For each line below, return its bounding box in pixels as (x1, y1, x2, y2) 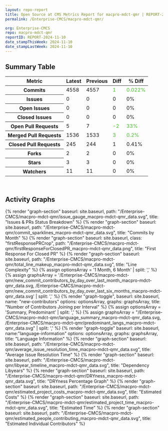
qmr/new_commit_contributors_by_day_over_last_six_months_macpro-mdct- (5, 288, 162, 294)
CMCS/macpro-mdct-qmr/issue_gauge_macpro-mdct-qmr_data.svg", (5, 214, 148, 220)
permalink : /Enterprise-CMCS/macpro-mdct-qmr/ (5, 16, 104, 21)
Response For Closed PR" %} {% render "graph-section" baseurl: (5, 251, 140, 257)
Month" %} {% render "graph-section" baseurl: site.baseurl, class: (5, 235, 142, 241)
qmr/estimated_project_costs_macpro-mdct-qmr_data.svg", (5, 389, 128, 395)
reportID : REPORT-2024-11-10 (5, 35, 66, 40)
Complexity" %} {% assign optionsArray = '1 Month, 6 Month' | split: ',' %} (5, 267, 157, 273)
